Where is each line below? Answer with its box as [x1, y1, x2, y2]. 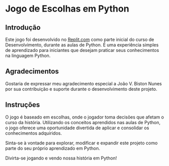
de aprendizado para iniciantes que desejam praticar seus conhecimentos [5, 47, 159, 53]
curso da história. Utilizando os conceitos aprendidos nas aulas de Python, [5, 119, 160, 125]
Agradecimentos [5, 67, 59, 76]
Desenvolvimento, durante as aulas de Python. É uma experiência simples [5, 42, 159, 48]
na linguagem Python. [5, 52, 51, 59]
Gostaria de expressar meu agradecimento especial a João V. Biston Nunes [5, 80, 162, 86]
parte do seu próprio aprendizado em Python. [5, 145, 100, 151]
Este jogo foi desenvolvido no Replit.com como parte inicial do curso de [5, 36, 154, 42]
